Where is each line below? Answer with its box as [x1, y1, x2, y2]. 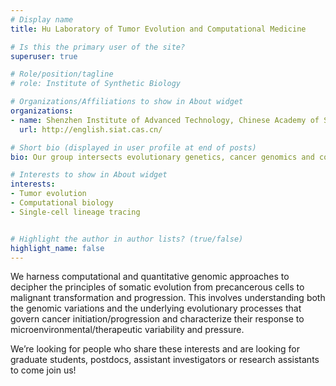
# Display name [10, 14, 74, 25]
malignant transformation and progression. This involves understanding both [10, 292, 326, 304]
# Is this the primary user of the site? [10, 42, 186, 52]
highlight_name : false [10, 243, 105, 253]
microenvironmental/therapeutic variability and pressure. [10, 324, 245, 336]
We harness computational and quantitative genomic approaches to [10, 271, 290, 283]
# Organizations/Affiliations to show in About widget [10, 97, 244, 107]
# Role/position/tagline [10, 69, 114, 80]
